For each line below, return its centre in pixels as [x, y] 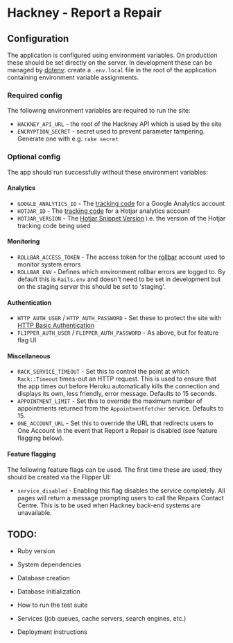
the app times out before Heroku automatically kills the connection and [118, 386]
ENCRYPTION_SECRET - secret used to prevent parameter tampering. [111, 132]
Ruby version [36, 551]
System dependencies [49, 564]
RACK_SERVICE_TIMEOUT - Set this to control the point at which [103, 372]
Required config [35, 95]
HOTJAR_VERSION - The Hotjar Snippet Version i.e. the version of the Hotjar [121, 218]
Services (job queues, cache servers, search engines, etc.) [102, 619]
